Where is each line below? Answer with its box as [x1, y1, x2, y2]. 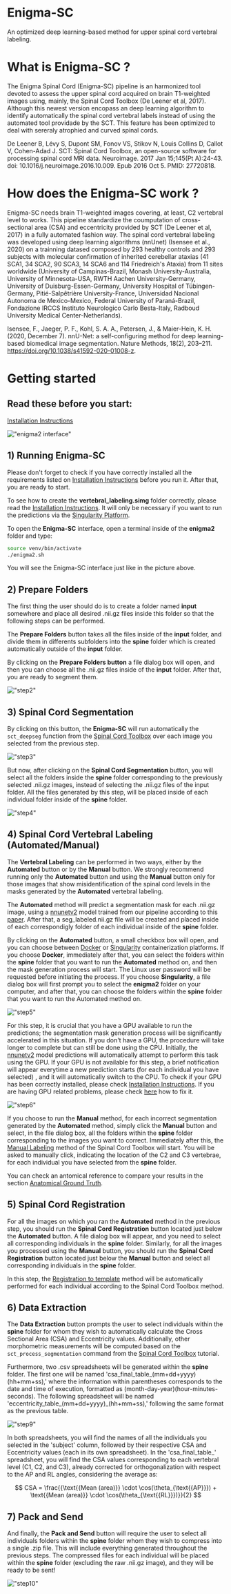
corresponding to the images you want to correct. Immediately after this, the [7, 1136, 224, 1144]
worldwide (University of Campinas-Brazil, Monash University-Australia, [7, 267, 212, 275]
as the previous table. [7, 1407, 69, 1415]
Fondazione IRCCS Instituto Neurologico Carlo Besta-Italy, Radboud [7, 304, 200, 312]
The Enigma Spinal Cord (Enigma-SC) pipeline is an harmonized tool [7, 81, 201, 90]
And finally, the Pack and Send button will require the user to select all [7, 1529, 207, 1537]
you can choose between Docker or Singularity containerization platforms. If [7, 943, 224, 951]
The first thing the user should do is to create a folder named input [7, 602, 197, 610]
